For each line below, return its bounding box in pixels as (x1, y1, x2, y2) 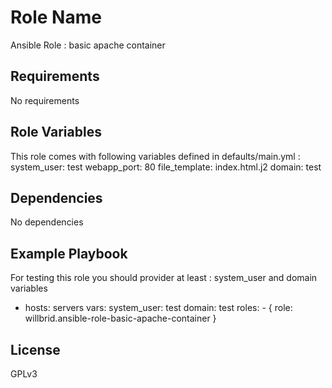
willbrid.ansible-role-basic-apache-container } (24, 312, 217, 325)
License (10, 341, 61, 358)
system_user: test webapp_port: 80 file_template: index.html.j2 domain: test (10, 161, 322, 173)
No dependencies (10, 216, 84, 228)
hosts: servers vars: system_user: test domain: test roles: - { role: (24, 302, 293, 314)
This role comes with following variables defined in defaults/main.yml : (10, 150, 301, 162)
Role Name (10, 6, 102, 29)
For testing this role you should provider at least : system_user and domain (10, 272, 318, 284)
